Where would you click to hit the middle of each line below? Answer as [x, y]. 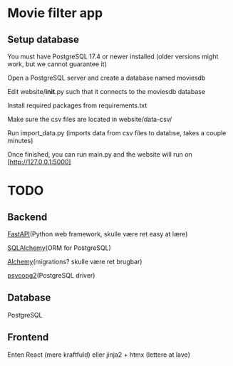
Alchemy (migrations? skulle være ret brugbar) [75, 262]
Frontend [28, 337]
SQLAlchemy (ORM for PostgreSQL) [59, 248]
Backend [27, 217]
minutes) [20, 141]
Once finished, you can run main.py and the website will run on [100, 154]
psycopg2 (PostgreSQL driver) [51, 275]
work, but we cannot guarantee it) [57, 64]
